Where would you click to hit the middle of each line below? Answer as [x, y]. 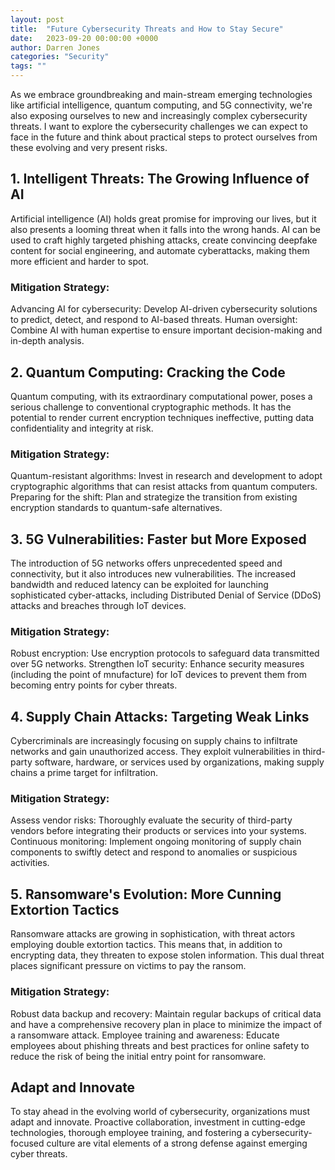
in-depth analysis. [47, 341]
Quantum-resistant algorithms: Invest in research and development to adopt [166, 476]
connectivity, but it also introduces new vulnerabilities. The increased [153, 574]
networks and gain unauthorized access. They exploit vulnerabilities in [155, 752]
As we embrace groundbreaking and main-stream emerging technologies [161, 94]
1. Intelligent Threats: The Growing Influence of [160, 179]
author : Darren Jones [55, 47]
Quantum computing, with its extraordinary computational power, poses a [161, 396]
